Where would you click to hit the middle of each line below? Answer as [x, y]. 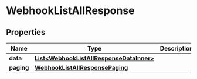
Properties [26, 32]
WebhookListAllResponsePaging [81, 68]
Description [176, 49]
